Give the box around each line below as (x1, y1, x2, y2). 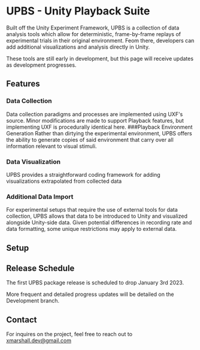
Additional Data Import (6, 192, 74, 201)
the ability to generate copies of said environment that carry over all (6, 136, 174, 143)
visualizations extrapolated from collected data (6, 177, 122, 185)
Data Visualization (6, 158, 61, 166)
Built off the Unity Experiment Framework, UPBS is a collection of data (6, 24, 180, 31)
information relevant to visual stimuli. (6, 143, 97, 150)
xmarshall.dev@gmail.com (6, 337, 72, 344)
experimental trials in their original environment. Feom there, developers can (6, 37, 195, 44)
